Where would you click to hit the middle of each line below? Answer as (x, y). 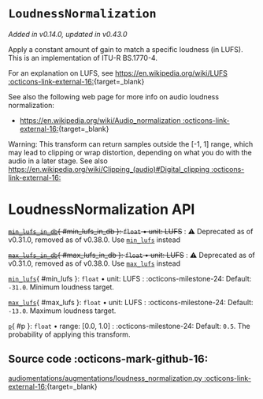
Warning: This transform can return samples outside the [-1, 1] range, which (131, 144)
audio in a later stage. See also (58, 161)
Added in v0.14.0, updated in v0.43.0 (68, 34)
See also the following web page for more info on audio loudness (113, 96)
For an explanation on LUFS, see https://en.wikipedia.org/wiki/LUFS (118, 73)
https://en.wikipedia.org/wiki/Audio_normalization (100, 120)
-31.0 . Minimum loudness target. (61, 287)
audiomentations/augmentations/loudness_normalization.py (105, 378)
